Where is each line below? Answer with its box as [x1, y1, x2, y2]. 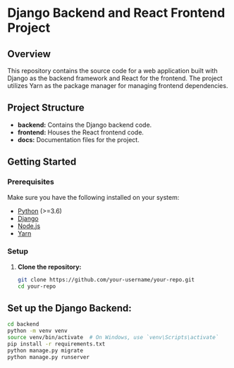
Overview [7, 48, 51, 60]
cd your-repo [17, 283, 56, 290]
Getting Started [7, 156, 77, 168]
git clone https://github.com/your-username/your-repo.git [17, 276, 195, 283]
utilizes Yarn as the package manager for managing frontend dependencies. [7, 82, 228, 89]
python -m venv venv [7, 327, 68, 335]
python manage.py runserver [7, 353, 90, 360]
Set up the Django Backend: [7, 302, 132, 314]
